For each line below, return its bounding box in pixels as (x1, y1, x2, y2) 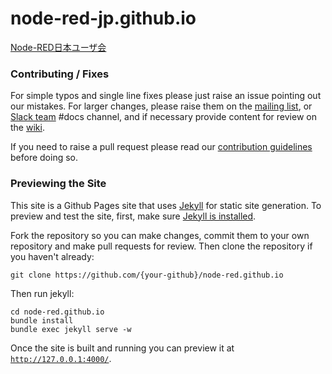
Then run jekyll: (10, 287, 75, 299)
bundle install (10, 315, 74, 326)
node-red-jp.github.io (10, 7, 197, 30)
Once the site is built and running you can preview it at (10, 342, 235, 354)
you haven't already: (10, 250, 95, 262)
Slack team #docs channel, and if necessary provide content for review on (10, 111, 317, 123)
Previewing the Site (10, 177, 107, 191)
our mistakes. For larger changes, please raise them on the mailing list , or (10, 100, 313, 112)
